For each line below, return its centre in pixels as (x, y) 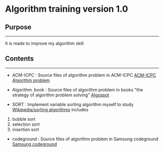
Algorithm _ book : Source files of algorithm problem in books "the (77, 89)
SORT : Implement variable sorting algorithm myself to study (73, 104)
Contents (20, 59)
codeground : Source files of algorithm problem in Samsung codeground (85, 139)
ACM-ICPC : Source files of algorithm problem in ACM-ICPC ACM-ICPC (84, 75)
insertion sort (25, 129)
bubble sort (24, 119)
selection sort (26, 124)
